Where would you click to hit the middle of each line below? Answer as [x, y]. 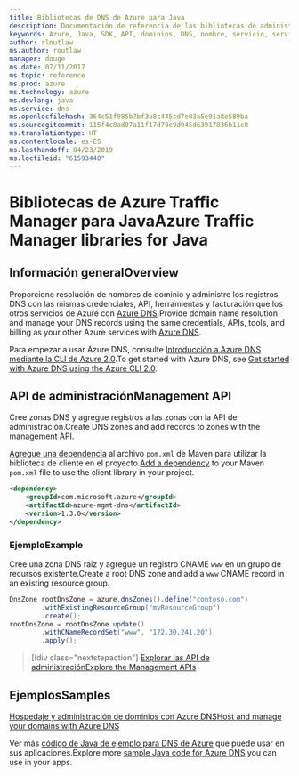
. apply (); [59, 641]
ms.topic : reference [48, 76]
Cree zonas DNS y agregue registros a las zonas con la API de [123, 417]
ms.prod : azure [37, 84]
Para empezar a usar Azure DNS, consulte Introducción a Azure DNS [135, 349]
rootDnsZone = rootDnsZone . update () [77, 624]
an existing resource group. [60, 583]
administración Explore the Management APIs [113, 667]
